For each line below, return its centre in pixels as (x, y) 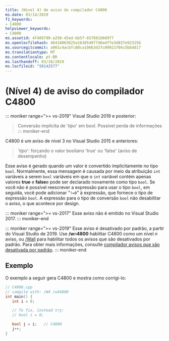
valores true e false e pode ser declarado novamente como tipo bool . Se (80, 182)
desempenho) (32, 156)
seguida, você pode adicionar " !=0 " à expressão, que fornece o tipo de (79, 193)
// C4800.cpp (19, 287)
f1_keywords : (19, 19)
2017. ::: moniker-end (27, 219)
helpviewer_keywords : (28, 29)
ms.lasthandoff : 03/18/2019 (35, 62)
